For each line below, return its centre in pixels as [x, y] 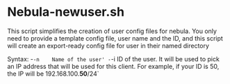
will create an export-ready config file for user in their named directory [108, 45]
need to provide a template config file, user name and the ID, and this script [115, 38]
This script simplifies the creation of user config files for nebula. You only [112, 31]
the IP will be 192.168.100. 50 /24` [53, 74]
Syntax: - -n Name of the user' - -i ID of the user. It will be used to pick [114, 59]
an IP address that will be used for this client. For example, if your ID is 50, [113, 66]
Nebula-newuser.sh [66, 12]
